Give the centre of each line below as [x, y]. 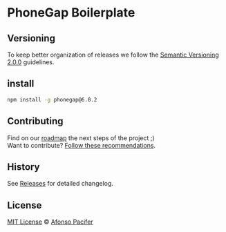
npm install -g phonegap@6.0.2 [52, 99]
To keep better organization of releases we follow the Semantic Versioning [113, 55]
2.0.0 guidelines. [31, 62]
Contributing [35, 121]
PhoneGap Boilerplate [71, 13]
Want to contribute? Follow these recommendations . [82, 145]
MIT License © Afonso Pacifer [50, 222]
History [23, 167]
